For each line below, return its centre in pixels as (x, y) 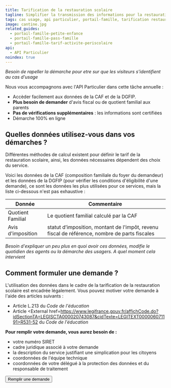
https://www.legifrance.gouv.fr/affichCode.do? (109, 311)
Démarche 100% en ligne (39, 118)
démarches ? (26, 142)
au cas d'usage (22, 77)
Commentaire (105, 204)
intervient (15, 257)
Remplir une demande (29, 379)
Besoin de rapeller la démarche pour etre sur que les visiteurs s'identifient (83, 72)
